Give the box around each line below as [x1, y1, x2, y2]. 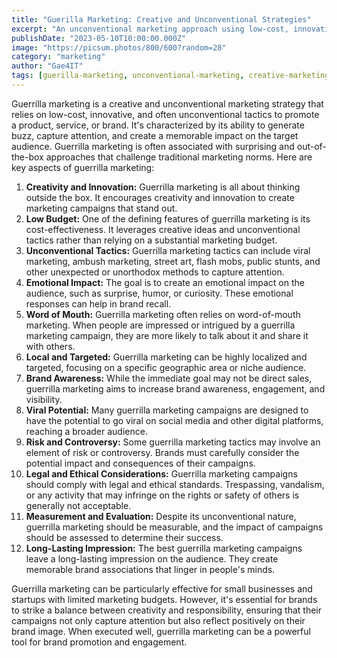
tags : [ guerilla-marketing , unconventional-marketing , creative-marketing [11, 71, 330, 81]
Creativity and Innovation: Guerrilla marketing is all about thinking [25, 181, 301, 193]
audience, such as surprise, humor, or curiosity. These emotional [25, 287, 294, 299]
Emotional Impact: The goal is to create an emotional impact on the [25, 276, 305, 288]
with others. [25, 340, 76, 352]
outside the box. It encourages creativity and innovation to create [25, 191, 295, 203]
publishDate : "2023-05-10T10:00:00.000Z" [11, 33, 187, 43]
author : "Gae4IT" [11, 61, 84, 71]
